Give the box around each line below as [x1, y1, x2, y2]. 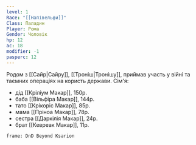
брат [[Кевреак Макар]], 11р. [15, 121, 89, 128]
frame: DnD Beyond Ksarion [6, 133, 75, 139]
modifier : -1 [6, 49, 40, 55]
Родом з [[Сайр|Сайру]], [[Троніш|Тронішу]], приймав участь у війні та [6, 70, 191, 78]
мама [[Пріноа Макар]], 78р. [15, 108, 89, 115]
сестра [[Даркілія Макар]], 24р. [15, 115, 98, 122]
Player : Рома [6, 25, 40, 32]
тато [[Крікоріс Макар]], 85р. [15, 101, 91, 109]
